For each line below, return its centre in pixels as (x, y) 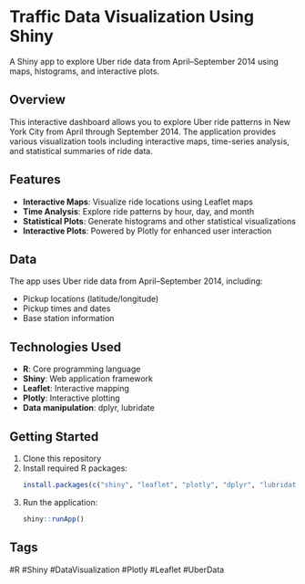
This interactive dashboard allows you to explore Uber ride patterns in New (150, 121)
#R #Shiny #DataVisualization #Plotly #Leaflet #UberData (117, 569)
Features (35, 180)
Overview (38, 100)
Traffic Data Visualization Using (132, 17)
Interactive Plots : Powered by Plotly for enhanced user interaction (147, 231)
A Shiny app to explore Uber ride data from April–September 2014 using (144, 61)
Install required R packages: (75, 468)
